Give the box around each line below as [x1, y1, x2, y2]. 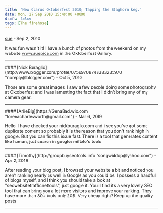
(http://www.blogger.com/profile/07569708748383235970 [5, 69, 122, 75]
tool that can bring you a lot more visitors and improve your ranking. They [5, 188, 152, 194]
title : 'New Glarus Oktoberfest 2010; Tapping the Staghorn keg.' [5, 7, 142, 12]
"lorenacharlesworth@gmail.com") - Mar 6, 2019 [5, 113, 102, 119]
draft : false [5, 16, 32, 21]
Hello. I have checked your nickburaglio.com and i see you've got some [5, 123, 148, 129]
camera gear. [5, 94, 32, 100]
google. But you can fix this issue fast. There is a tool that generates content [5, 133, 158, 139]
